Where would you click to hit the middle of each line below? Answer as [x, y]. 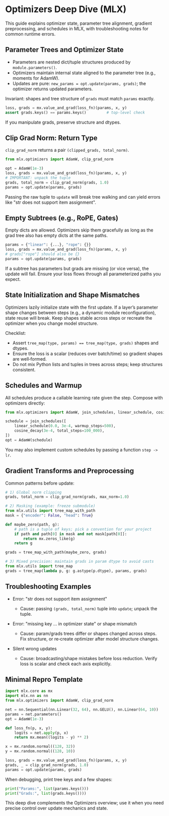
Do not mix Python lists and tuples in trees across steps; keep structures [88, 364]
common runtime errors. [30, 34]
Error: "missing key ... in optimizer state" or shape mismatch [75, 623]
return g [23, 543]
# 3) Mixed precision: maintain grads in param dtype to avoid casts [80, 562]
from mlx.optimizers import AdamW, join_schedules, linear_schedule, [80, 412]
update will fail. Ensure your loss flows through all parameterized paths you [83, 274]
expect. [13, 279]
